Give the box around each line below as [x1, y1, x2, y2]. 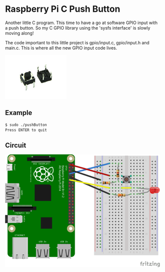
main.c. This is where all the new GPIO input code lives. [5, 45, 117, 51]
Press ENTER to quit [5, 127, 48, 132]
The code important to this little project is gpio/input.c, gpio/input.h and [5, 39, 150, 45]
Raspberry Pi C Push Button [5, 3, 120, 15]
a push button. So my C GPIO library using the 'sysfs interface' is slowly [5, 25, 151, 30]
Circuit [5, 141, 27, 150]
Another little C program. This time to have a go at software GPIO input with [5, 20, 158, 26]
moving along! [5, 30, 34, 36]
